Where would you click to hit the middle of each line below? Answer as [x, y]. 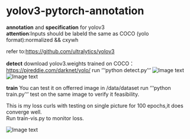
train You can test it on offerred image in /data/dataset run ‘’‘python [89, 88]
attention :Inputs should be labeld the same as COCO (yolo [78, 33]
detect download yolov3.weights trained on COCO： [70, 63]
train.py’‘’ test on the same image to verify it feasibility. [73, 94]
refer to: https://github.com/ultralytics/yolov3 [60, 51]
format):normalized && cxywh [42, 40]
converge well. [24, 112]
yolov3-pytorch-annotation [75, 11]
